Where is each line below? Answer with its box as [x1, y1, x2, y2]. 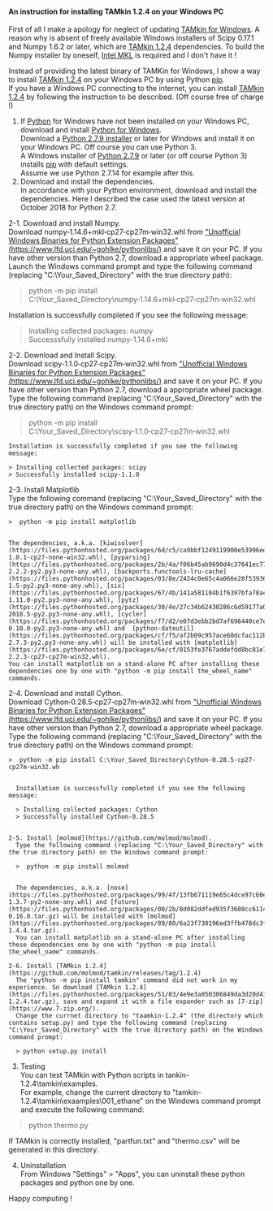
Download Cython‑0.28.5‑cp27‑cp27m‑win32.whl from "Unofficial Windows [8, 697, 262, 707]
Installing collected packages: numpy [28, 326, 154, 336]
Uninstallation [19, 1161, 67, 1170]
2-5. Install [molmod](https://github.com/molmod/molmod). [8, 834, 213, 842]
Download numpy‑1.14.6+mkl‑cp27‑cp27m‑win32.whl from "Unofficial [8, 227, 241, 237]
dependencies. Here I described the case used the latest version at [19, 194, 245, 204]
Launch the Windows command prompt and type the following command [8, 262, 253, 271]
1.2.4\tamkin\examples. [19, 1079, 98, 1088]
